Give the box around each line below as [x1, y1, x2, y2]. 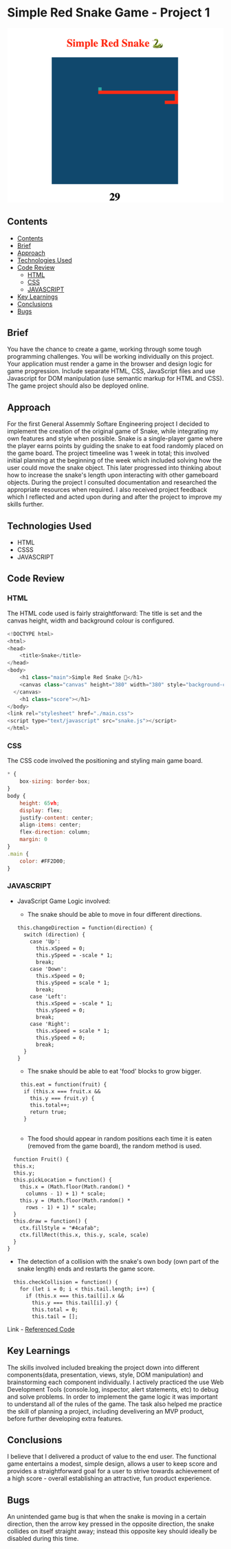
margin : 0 [19, 836, 48, 843]
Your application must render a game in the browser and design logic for [7, 359, 212, 368]
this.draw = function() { [13, 1218, 88, 1225]
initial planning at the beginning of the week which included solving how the [7, 456, 222, 465]
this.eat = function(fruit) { [20, 1081, 107, 1088]
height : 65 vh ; [19, 799, 60, 807]
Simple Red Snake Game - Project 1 [7, 5, 210, 21]
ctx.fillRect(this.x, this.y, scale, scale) [19, 1232, 149, 1238]
